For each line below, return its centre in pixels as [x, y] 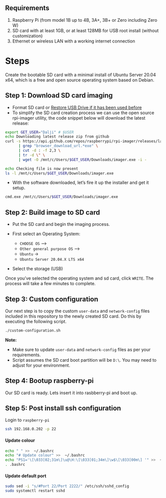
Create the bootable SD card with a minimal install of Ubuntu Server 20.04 [81, 75]
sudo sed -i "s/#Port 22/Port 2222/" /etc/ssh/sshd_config [67, 486]
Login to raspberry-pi [27, 420]
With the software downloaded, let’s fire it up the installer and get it [81, 183]
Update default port [26, 476]
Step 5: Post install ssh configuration [63, 408]
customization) [27, 36]
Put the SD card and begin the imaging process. [61, 224]
